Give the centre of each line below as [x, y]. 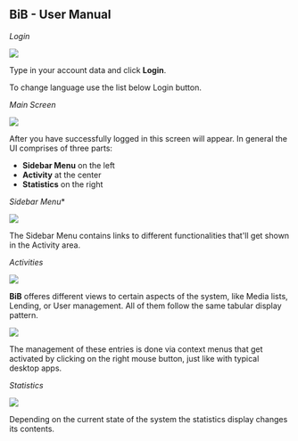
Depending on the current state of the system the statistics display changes [149, 419]
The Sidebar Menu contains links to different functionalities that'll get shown [149, 235]
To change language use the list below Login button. [106, 87]
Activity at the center [62, 175]
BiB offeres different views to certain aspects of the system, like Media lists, [149, 296]
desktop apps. [36, 368]
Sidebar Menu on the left [69, 165]
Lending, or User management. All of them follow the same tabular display [146, 306]
